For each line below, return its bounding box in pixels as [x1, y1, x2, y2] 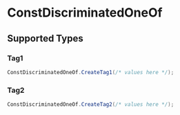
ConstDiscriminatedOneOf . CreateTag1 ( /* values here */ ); [7, 69, 174, 76]
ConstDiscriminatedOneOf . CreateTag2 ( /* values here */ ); [7, 101, 174, 108]
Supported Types [7, 33, 84, 44]
